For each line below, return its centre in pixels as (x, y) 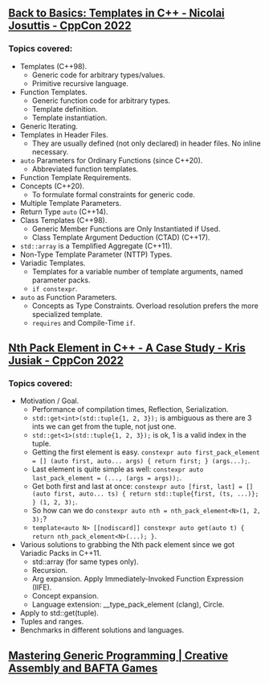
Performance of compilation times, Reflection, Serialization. (130, 409)
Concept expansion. (65, 596)
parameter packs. (61, 280)
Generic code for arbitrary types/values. (98, 75)
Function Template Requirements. (75, 177)
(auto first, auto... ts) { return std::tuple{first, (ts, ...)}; (145, 494)
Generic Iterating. (49, 126)
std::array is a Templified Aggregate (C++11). (96, 245)
